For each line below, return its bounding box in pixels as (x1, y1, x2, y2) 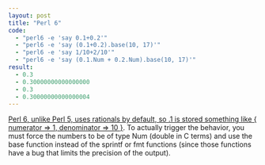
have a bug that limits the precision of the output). (8, 148, 172, 158)
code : (8, 26, 26, 34)
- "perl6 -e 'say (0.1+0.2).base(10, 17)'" (15, 41, 161, 49)
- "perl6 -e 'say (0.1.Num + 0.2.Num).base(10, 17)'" (15, 56, 196, 64)
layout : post (8, 11, 51, 20)
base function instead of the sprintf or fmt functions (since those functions (8, 140, 252, 149)
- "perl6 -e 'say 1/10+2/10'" (15, 48, 115, 56)
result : (8, 63, 34, 71)
